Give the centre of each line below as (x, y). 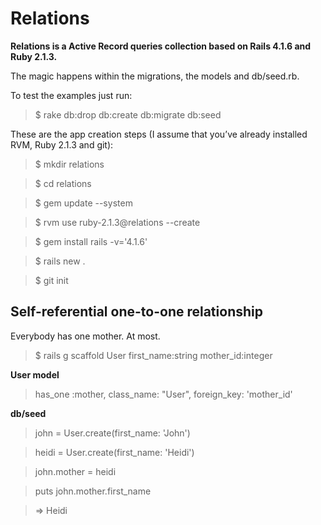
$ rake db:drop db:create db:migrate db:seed (128, 114)
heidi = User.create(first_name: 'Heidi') (114, 452)
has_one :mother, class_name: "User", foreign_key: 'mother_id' (163, 394)
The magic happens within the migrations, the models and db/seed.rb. (155, 76)
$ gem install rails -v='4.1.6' (91, 241)
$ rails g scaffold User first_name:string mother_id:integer (153, 355)
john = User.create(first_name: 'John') (112, 433)
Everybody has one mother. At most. (85, 336)
